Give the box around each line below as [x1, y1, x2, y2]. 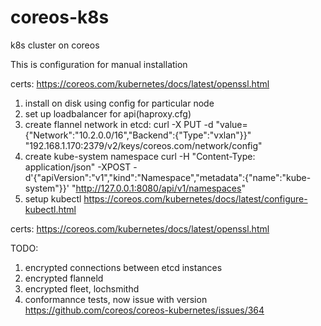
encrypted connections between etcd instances [24, 261, 223, 273]
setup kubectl [24, 192, 82, 205]
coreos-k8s [10, 6, 110, 29]
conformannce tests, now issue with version [24, 293, 208, 305]
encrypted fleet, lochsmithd [24, 282, 140, 295]
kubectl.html [24, 203, 77, 215]
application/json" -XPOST [24, 161, 132, 173]
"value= [215, 118, 248, 130]
